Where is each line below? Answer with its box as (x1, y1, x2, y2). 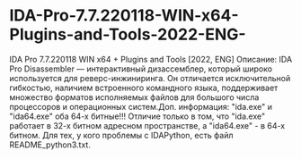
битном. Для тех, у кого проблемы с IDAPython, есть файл (9, 130, 234, 140)
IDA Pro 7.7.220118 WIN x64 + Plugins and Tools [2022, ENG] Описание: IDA (9, 54, 293, 64)
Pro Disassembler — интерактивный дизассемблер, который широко (9, 63, 272, 74)
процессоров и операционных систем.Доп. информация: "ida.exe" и (9, 101, 272, 112)
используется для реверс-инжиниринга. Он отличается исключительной (9, 72, 291, 83)
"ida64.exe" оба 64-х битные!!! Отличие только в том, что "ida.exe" (9, 111, 266, 121)
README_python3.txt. (9, 139, 92, 150)
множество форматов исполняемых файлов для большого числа (9, 91, 260, 103)
